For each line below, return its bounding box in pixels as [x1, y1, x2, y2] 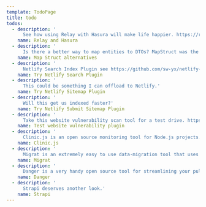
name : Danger [17, 174, 51, 181]
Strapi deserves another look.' [22, 186, 105, 192]
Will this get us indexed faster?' [22, 100, 114, 106]
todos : [6, 20, 23, 26]
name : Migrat [17, 157, 51, 163]
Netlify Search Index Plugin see [22, 66, 109, 72]
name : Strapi [17, 191, 51, 197]
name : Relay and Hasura [17, 37, 78, 43]
